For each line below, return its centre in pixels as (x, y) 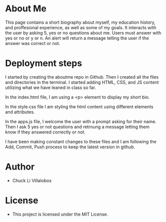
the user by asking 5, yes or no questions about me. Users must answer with (83, 33)
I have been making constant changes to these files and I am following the (81, 141)
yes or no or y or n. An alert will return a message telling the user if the (77, 38)
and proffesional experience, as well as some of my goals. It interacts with (81, 27)
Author (20, 167)
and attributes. (20, 112)
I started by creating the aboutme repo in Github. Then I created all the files (82, 77)
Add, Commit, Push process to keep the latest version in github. (70, 147)
